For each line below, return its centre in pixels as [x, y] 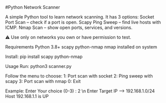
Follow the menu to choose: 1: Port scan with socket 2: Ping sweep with [79, 76]
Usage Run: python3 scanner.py [38, 66]
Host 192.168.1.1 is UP [27, 96]
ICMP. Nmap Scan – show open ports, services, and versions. [69, 27]
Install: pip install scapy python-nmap [44, 56]
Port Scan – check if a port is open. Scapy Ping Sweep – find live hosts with [83, 22]
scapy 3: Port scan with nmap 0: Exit [43, 81]
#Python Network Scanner [33, 7]
